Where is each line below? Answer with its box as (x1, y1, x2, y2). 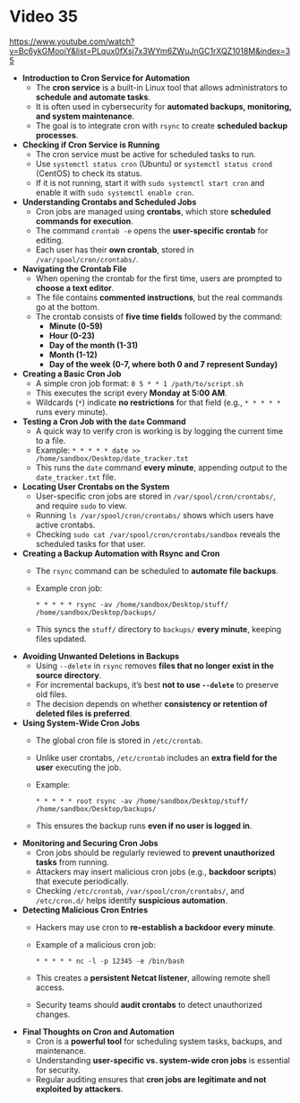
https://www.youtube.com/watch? (9, 36, 135, 47)
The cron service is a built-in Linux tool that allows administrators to (35, 82, 288, 93)
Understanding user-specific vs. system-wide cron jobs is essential (35, 1054, 291, 1065)
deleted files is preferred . (35, 708, 133, 719)
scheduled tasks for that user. (35, 538, 146, 549)
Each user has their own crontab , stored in (35, 244, 194, 255)
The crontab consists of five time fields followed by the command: (35, 311, 283, 322)
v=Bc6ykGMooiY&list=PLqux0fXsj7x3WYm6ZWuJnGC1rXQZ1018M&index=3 (9, 45, 291, 56)
